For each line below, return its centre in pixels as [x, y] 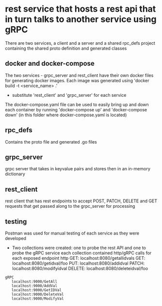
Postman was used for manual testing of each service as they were [72, 233]
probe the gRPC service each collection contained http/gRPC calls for [82, 253]
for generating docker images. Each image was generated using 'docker [77, 80]
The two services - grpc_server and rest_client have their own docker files [79, 75]
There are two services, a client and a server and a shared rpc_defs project [80, 43]
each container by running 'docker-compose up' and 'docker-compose [76, 109]
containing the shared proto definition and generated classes [66, 48]
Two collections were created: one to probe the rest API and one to [79, 248]
